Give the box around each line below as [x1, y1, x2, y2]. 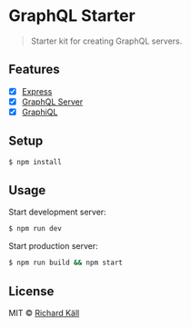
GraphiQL [21, 106, 58, 117]
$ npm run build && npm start [8, 258, 124, 268]
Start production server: [8, 241, 99, 252]
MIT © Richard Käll [8, 308, 80, 318]
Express [21, 85, 53, 96]
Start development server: [8, 206, 106, 218]
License [8, 283, 55, 299]
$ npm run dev [8, 224, 63, 233]
